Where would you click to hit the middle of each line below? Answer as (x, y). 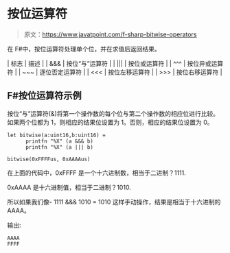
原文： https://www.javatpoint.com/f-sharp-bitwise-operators (110, 34)
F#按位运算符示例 (44, 96)
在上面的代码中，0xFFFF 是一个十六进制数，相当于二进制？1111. (97, 173)
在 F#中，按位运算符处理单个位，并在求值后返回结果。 (84, 49)
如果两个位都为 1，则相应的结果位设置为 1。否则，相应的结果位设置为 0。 (111, 122)
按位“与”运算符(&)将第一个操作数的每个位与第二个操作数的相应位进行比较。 (113, 113)
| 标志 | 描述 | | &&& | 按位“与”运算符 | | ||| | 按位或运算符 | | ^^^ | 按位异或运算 (115, 63)
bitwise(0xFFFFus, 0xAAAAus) (49, 159)
